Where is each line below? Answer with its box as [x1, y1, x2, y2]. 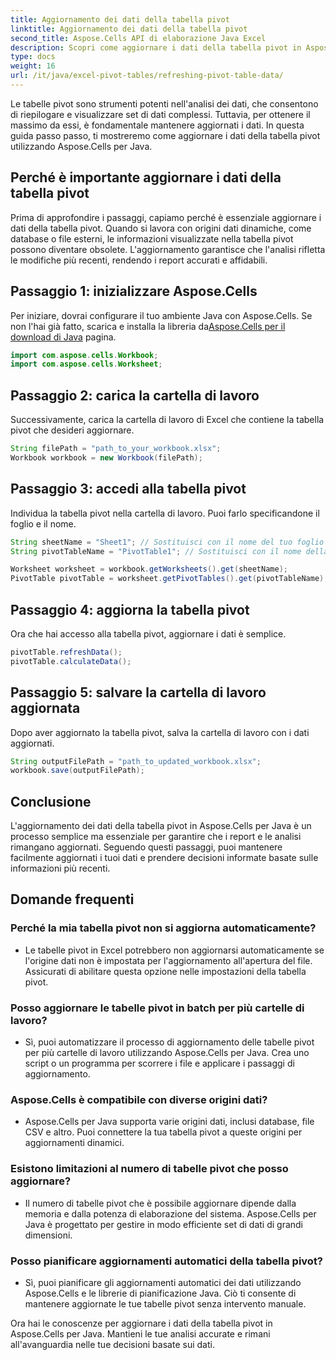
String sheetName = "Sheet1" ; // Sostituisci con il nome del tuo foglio [10, 537, 325, 547]
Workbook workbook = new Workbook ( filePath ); [10, 452, 203, 463]
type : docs [10, 52, 56, 62]
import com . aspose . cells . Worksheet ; [10, 359, 163, 370]
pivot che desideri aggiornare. [10, 424, 135, 436]
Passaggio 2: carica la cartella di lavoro [10, 387, 260, 404]
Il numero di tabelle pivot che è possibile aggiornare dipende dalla [24, 1197, 297, 1209]
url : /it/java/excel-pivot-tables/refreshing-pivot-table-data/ [10, 71, 284, 81]
